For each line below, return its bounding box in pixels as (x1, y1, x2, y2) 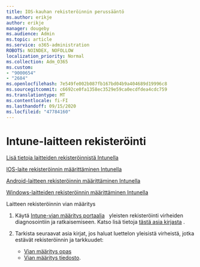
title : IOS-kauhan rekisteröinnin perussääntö (6, 8, 125, 15)
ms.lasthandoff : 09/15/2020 (6, 103, 77, 109)
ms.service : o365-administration (6, 42, 90, 48)
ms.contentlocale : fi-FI (6, 97, 68, 103)
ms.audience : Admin (6, 31, 55, 37)
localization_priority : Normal (6, 53, 84, 59)
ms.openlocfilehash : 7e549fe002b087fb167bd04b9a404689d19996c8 (6, 81, 168, 87)
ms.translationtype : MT (6, 92, 66, 98)
